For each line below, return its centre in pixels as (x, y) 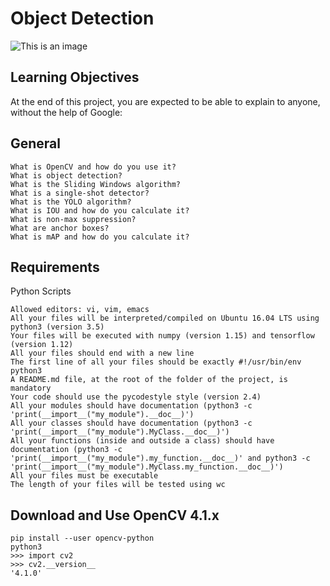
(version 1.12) (42, 345)
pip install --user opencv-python (82, 538)
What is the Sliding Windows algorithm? (96, 184)
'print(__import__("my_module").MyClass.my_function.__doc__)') (147, 467)
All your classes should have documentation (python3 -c (131, 423)
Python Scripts (41, 291)
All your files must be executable (84, 476)
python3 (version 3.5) (57, 327)
